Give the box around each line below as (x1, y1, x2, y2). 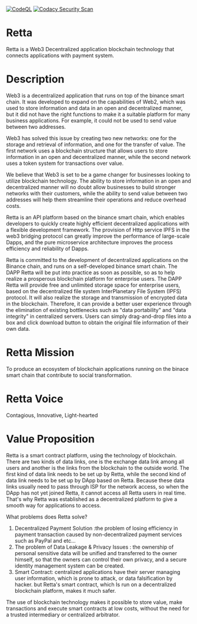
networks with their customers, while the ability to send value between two (6, 190, 188, 197)
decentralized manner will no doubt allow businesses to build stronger (6, 183, 176, 191)
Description (6, 72, 65, 86)
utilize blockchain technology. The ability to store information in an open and (6, 177, 191, 184)
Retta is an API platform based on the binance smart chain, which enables (6, 214, 185, 221)
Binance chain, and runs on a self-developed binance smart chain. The (6, 263, 178, 270)
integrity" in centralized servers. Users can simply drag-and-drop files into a (6, 313, 191, 320)
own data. (6, 325, 31, 332)
